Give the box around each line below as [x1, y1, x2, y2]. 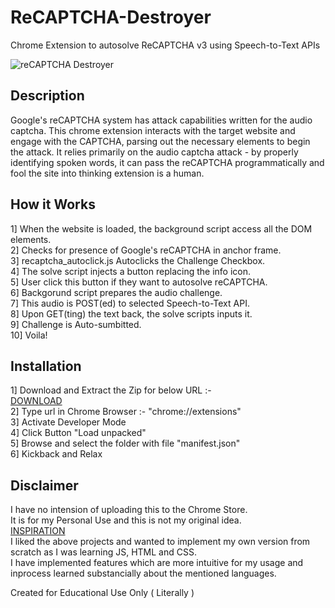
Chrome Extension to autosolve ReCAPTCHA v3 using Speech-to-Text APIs [10, 39, 321, 51]
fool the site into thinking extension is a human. [10, 167, 205, 179]
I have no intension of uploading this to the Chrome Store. [10, 504, 248, 516]
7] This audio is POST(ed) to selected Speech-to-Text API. [10, 297, 250, 309]
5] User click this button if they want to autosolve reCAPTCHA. [10, 276, 268, 288]
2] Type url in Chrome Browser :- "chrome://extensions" [10, 406, 242, 418]
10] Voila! [10, 329, 48, 341]
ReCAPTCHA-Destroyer [10, 6, 212, 29]
